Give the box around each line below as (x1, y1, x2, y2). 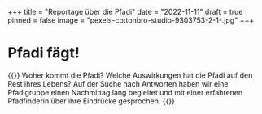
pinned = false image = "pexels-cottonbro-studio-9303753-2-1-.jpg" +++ (7, 15, 255, 25)
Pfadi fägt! (7, 44, 81, 62)
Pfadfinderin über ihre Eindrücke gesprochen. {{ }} (7, 96, 176, 106)
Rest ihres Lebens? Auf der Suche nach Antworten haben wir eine (7, 78, 229, 88)
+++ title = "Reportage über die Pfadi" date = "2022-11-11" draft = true (7, 7, 243, 16)
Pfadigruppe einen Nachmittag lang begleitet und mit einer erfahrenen (7, 87, 243, 97)
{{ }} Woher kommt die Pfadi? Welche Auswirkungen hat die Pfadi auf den (7, 70, 253, 80)
